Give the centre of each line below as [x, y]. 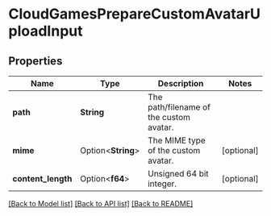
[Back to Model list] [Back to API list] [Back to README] [101, 204]
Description [181, 83]
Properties [35, 61]
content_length [42, 179]
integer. [163, 184]
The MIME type [177, 140]
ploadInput [46, 31]
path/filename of [179, 107]
